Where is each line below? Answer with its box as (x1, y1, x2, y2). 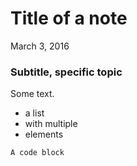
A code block (10, 148, 65, 158)
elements (24, 128, 64, 141)
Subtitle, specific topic (10, 65, 123, 79)
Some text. (10, 88, 55, 100)
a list (24, 107, 45, 119)
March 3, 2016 (10, 40, 70, 52)
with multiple (24, 118, 78, 130)
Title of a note (10, 7, 128, 30)
